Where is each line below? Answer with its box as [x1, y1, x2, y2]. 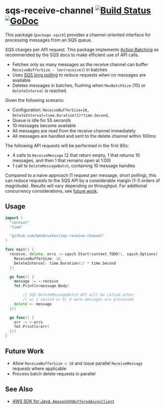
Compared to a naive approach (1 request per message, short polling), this [5, 172, 157, 178]
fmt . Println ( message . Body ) [14, 284, 70, 288]
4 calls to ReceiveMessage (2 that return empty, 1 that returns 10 [12, 152, 140, 158]
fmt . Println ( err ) [14, 324, 50, 329]
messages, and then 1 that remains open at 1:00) [12, 157, 111, 163]
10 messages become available [12, 123, 76, 128]
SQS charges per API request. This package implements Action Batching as [5, 46, 159, 52]
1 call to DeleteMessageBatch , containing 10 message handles [12, 163, 135, 168]
